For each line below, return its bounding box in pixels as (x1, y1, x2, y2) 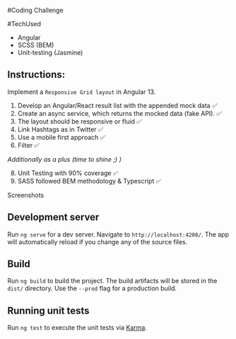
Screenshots (7, 191, 45, 199)
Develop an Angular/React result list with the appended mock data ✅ (17, 101, 218, 109)
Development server (7, 211, 100, 223)
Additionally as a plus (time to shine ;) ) (7, 155, 122, 163)
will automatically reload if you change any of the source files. (7, 237, 188, 246)
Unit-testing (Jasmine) (17, 49, 83, 56)
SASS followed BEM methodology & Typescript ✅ (17, 177, 162, 185)
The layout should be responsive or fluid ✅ (17, 117, 143, 126)
